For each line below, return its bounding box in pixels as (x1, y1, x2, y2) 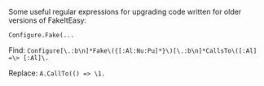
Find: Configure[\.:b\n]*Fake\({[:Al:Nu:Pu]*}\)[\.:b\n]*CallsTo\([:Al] (8, 45, 257, 55)
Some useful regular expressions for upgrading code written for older (8, 7, 242, 16)
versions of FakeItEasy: (8, 15, 87, 25)
